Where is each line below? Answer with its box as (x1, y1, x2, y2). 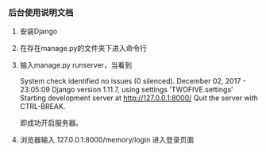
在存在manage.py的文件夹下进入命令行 (19, 44, 148, 53)
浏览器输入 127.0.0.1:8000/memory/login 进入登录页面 (19, 135, 195, 145)
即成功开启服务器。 (19, 118, 83, 128)
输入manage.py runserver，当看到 (19, 60, 133, 70)
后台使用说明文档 (8, 6, 74, 18)
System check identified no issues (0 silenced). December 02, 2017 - (19, 76, 246, 86)
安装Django (19, 26, 58, 37)
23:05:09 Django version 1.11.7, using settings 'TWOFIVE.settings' (19, 85, 234, 95)
